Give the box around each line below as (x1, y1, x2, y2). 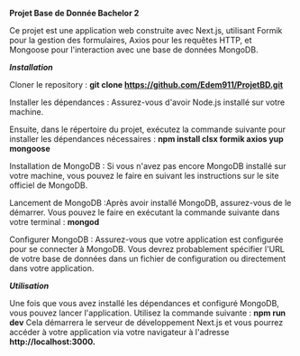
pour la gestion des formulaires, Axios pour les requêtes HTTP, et (9, 35, 252, 45)
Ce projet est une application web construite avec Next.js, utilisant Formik (9, 25, 283, 35)
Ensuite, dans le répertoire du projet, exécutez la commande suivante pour (9, 124, 286, 135)
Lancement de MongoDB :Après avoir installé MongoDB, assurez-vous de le (9, 198, 292, 208)
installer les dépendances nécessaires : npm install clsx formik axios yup (9, 134, 284, 144)
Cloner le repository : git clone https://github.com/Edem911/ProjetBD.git (9, 80, 284, 89)
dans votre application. (9, 263, 95, 274)
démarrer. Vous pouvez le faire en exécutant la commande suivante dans (9, 207, 280, 218)
